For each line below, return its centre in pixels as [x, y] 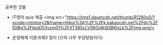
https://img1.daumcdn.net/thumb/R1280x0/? [111, 17]
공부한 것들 [16, 7]
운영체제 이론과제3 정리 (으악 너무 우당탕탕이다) [57, 38]
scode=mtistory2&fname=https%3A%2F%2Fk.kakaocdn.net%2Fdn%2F [85, 22]
